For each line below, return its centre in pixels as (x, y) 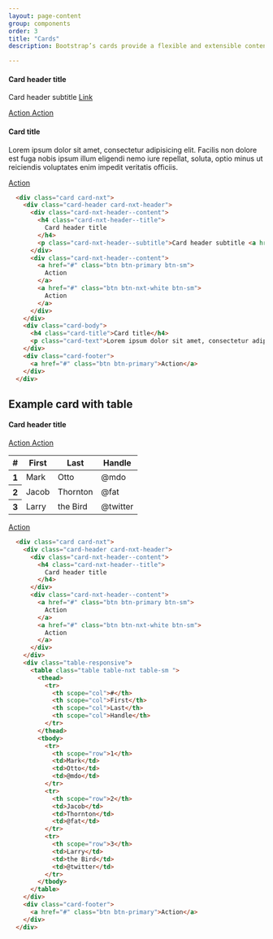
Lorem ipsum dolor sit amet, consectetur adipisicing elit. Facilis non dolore (133, 149)
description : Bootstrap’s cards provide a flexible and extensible (125, 46)
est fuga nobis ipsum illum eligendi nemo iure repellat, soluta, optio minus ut (136, 158)
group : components (39, 24)
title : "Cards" (34, 39)
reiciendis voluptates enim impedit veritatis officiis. (93, 167)
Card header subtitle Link (51, 97)
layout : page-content (45, 16)
